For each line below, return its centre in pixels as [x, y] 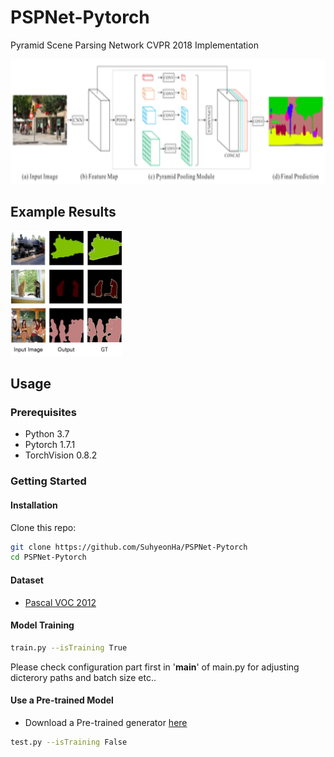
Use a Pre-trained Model [62, 700]
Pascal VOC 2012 [60, 602]
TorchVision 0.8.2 [61, 455]
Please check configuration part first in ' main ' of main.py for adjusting [155, 667]
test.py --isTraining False [69, 742]
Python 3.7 [47, 434]
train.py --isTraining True [69, 647]
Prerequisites [43, 413]
